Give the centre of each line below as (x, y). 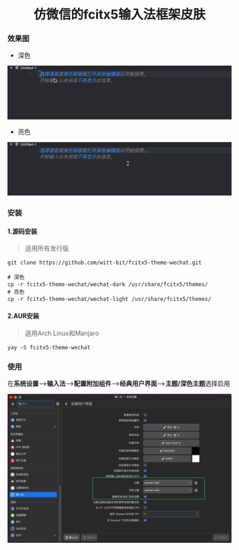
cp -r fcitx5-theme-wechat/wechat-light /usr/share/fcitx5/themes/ (110, 300)
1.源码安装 (22, 231)
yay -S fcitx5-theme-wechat (49, 347)
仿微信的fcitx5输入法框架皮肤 (119, 15)
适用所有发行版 (47, 248)
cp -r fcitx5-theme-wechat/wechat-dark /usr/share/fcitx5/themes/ (108, 285)
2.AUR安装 (23, 316)
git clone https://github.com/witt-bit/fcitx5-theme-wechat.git (105, 263)
